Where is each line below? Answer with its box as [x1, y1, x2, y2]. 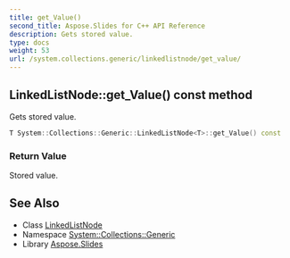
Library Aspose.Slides [21, 238, 104, 249]
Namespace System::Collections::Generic [21, 229, 176, 239]
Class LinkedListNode [21, 220, 103, 230]
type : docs [9, 37, 50, 47]
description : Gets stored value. [9, 29, 134, 38]
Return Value [9, 149, 67, 162]
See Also [9, 196, 60, 211]
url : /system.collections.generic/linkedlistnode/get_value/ [9, 54, 242, 63]
